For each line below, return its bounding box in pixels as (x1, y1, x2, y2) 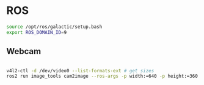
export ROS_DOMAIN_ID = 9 (6, 29, 67, 35)
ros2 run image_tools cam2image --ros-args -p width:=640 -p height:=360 (6, 73, 199, 80)
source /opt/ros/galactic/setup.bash (6, 24, 103, 30)
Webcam (6, 46, 42, 56)
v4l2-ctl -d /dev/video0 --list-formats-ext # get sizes (6, 67, 155, 73)
